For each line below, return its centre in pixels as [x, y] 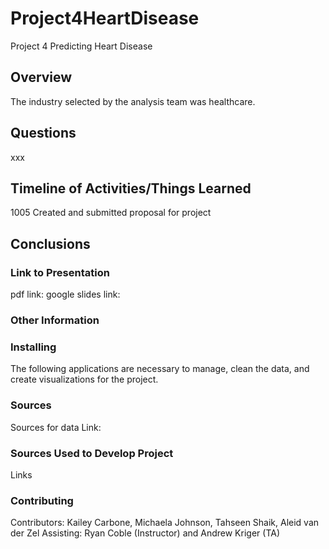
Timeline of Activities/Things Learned [131, 188]
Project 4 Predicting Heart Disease [81, 46]
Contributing [42, 500]
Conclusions [50, 243]
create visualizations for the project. [84, 379]
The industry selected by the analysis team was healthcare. [133, 101]
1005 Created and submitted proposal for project [111, 213]
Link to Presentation [60, 272]
